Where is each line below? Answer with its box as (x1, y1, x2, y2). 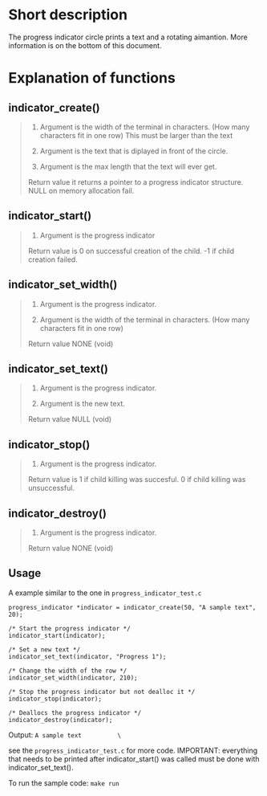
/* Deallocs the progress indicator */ (8, 708, 142, 716)
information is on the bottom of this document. (8, 40, 162, 50)
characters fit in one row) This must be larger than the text (39, 130, 233, 140)
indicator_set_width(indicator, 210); (8, 673, 138, 682)
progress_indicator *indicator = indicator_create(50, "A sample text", (8, 603, 257, 611)
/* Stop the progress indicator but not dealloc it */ (8, 688, 196, 696)
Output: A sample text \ (8, 729, 122, 740)
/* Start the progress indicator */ (8, 624, 131, 632)
